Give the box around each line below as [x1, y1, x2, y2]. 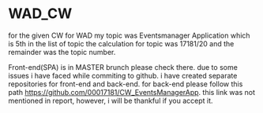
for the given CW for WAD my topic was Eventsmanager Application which [8, 31, 250, 40]
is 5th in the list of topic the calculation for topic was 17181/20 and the [8, 38, 235, 48]
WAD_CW [8, 5, 73, 23]
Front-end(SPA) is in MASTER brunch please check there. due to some [8, 62, 239, 71]
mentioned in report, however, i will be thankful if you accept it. [8, 96, 213, 105]
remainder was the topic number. [8, 47, 116, 56]
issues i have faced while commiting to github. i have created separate [8, 71, 238, 80]
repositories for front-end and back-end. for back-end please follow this [8, 79, 243, 89]
